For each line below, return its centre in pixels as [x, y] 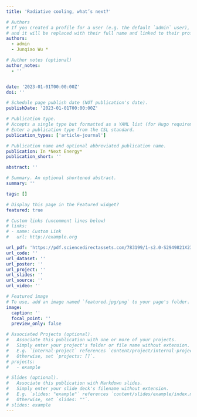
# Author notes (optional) [39, 60]
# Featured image [27, 297]
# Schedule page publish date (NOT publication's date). [77, 103]
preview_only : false [36, 324]
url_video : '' [23, 286]
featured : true [25, 210]
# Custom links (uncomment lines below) [56, 221]
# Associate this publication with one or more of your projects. [91, 340]
